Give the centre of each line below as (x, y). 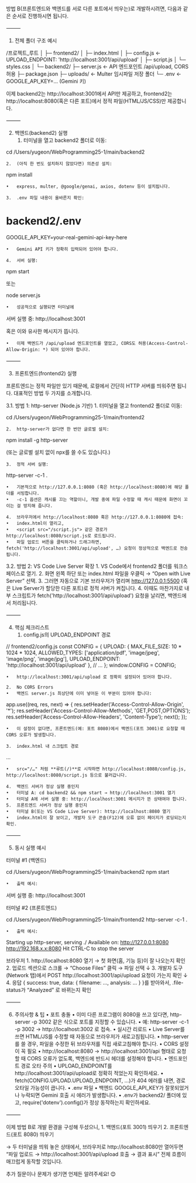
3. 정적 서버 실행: (27, 464)
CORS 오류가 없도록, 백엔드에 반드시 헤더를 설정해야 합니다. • (97, 1058)
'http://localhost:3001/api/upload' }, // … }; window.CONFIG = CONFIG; (91, 665)
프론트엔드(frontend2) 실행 (46, 373)
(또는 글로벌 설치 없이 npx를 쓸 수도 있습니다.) (58, 452)
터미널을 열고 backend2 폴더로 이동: (65, 140)
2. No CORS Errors (30, 687)
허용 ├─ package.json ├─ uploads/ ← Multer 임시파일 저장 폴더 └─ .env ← (94, 74)
